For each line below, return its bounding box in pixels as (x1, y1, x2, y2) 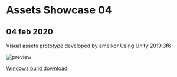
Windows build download (6, 65, 68, 72)
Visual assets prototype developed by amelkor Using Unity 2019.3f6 (6, 42, 172, 49)
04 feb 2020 (6, 27, 53, 37)
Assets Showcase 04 (6, 3, 112, 17)
